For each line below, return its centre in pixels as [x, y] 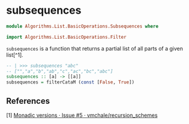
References [28, 101]
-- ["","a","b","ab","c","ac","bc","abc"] [60, 71]
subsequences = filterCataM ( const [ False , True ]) [70, 82]
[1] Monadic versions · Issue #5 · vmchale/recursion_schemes [82, 115]
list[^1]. [15, 55]
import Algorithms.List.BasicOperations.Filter [66, 37]
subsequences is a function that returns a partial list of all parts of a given [94, 48]
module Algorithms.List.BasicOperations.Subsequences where [83, 26]
